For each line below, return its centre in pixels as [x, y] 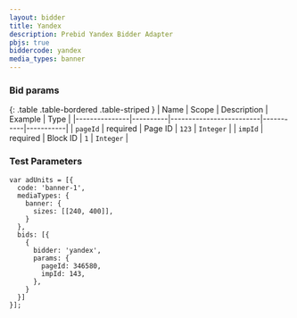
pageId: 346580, [71, 266]
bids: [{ [33, 234]
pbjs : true [29, 42]
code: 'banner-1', [52, 188]
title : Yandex [36, 26]
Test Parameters [46, 162]
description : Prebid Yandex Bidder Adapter [91, 34]
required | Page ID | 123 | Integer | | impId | [185, 129]
